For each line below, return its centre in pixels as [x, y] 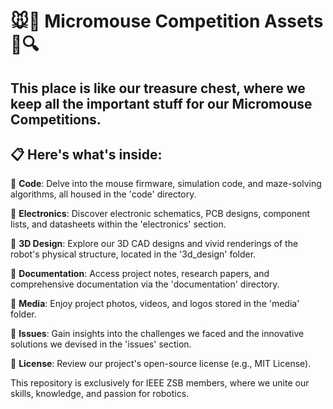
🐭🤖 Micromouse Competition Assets [167, 21]
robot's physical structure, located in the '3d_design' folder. [133, 254]
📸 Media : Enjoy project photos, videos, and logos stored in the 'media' [155, 304]
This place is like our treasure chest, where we [158, 88]
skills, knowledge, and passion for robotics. [100, 394]
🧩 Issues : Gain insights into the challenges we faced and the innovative [157, 334]
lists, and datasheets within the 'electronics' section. [118, 224]
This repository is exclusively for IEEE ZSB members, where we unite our [160, 383]
